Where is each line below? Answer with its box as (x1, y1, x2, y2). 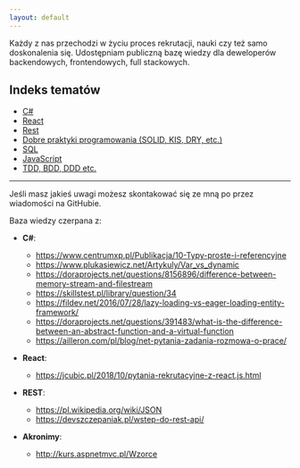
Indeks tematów (9, 82, 101, 98)
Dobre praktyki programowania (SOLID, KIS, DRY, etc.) (21, 135, 223, 146)
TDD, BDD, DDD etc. (21, 163, 97, 174)
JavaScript (21, 154, 62, 164)
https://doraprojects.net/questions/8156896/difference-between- (35, 269, 277, 280)
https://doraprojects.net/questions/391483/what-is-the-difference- (35, 316, 283, 327)
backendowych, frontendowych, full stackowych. (9, 56, 190, 67)
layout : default (9, 13, 70, 22)
